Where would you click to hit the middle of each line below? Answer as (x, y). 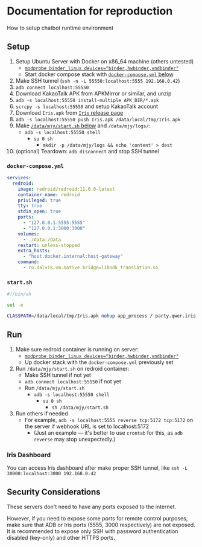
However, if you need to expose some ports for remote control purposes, (97, 518)
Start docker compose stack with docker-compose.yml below (99, 74)
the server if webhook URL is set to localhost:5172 (87, 426)
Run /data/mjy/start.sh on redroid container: (72, 368)
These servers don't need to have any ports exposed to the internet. (92, 507)
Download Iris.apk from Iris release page (69, 112)
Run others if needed (42, 413)
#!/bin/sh (19, 294)
